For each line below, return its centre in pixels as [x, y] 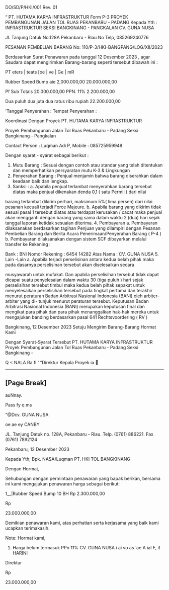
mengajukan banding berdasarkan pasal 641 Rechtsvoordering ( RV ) [76, 317]
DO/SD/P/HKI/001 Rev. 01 [31, 7]
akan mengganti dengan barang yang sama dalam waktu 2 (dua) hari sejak [82, 218]
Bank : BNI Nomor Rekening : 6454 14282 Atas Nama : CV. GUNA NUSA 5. [82, 254]
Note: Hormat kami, [25, 538]
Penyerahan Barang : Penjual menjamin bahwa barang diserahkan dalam [88, 176]
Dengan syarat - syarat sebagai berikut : [47, 155]
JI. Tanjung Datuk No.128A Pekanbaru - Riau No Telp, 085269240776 [77, 37]
